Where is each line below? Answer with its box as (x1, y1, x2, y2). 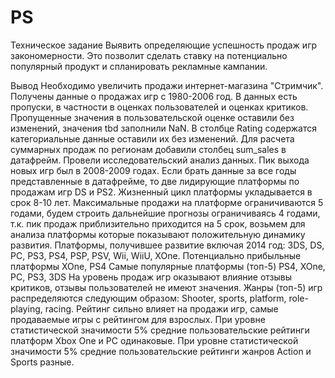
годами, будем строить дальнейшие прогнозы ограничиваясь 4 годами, (10, 207, 321, 219)
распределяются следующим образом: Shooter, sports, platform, (10, 292, 287, 304)
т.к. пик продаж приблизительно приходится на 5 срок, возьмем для (10, 217, 306, 230)
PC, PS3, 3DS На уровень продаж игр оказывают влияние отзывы (10, 271, 293, 283)
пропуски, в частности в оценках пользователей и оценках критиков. (10, 101, 309, 113)
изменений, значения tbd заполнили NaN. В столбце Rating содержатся (10, 122, 318, 134)
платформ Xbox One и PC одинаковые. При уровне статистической (10, 334, 299, 346)
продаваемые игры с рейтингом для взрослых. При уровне (10, 313, 266, 325)
